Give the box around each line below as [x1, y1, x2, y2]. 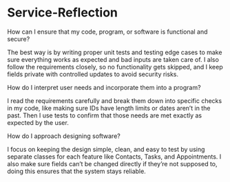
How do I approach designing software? [7, 132, 121, 140]
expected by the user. [7, 118, 69, 126]
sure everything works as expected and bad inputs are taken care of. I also [7, 55, 219, 63]
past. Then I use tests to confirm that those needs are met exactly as [7, 111, 202, 120]
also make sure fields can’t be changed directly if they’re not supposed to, [7, 159, 218, 168]
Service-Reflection [7, 5, 118, 21]
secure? [7, 34, 30, 43]
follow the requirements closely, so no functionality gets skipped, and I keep [7, 62, 223, 71]
